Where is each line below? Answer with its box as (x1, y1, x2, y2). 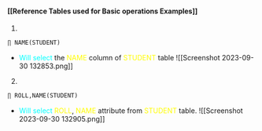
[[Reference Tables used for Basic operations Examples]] (7, 6, 198, 16)
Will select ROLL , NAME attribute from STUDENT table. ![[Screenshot (18, 106, 243, 115)
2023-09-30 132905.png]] (18, 114, 105, 123)
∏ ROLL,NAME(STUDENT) (7, 92, 79, 100)
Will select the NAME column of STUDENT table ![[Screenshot (18, 53, 221, 63)
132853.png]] (29, 61, 74, 71)
